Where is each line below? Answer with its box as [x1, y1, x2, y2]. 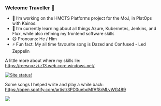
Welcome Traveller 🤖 [5, 4, 55, 11]
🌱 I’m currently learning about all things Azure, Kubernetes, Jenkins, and [12, 26, 156, 31]
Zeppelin [12, 48, 30, 54]
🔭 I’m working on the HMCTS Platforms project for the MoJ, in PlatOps [12, 15, 152, 21]
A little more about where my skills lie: [5, 58, 81, 63]
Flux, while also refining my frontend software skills [12, 31, 115, 37]
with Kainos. [12, 20, 37, 26]
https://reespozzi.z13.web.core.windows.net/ [5, 63, 95, 69]
